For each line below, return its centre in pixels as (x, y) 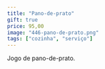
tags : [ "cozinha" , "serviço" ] (50, 39)
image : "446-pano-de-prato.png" (53, 32)
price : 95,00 (26, 26)
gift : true (22, 20)
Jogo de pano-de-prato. (41, 58)
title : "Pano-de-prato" (41, 13)
